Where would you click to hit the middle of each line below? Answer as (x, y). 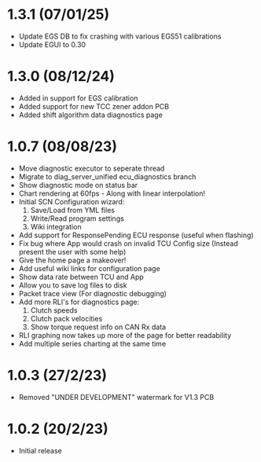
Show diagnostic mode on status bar (78, 185)
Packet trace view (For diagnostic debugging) (92, 293)
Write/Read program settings (77, 218)
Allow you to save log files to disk (73, 285)
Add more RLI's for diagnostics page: (79, 302)
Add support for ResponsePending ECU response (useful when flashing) (136, 235)
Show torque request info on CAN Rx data (98, 327)
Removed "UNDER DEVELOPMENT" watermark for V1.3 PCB (116, 397)
